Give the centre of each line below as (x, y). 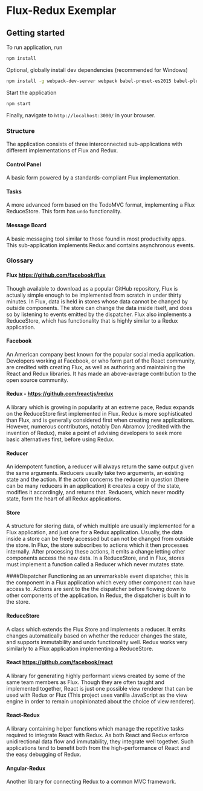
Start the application (31, 92)
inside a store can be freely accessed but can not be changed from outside (100, 539)
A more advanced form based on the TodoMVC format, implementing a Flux (101, 205)
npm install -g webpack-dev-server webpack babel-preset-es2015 (89, 81)
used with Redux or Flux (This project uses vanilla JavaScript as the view (97, 695)
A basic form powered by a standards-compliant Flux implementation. (93, 178)
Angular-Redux (26, 768)
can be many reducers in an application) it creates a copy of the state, (94, 486)
